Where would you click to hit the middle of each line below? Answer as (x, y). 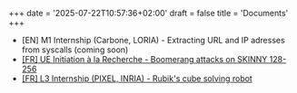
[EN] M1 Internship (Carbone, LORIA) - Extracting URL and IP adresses (153, 40)
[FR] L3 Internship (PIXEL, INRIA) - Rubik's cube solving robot (137, 79)
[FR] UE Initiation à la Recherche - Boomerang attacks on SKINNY (144, 59)
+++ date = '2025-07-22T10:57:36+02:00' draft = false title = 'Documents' (148, 13)
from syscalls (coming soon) (75, 50)
